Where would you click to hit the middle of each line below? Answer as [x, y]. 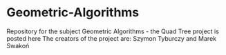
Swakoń [18, 45]
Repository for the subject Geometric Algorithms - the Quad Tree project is [113, 31]
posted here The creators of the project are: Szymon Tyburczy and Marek [112, 38]
